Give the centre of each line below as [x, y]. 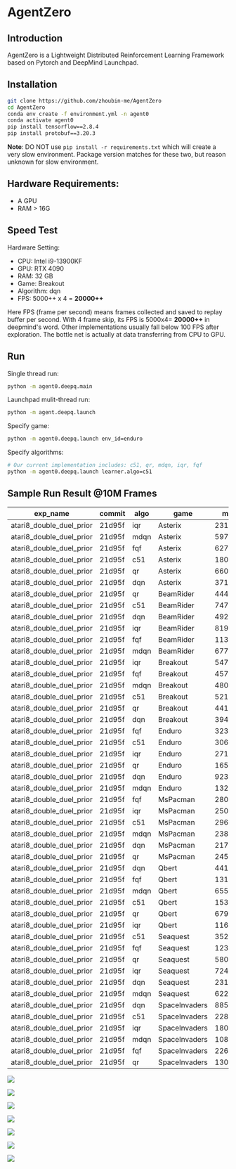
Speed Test [33, 230]
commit [112, 513]
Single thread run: [33, 373]
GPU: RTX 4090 [41, 269]
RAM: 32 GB [35, 276]
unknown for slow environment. [53, 162]
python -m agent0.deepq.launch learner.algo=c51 [80, 472]
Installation [32, 85]
